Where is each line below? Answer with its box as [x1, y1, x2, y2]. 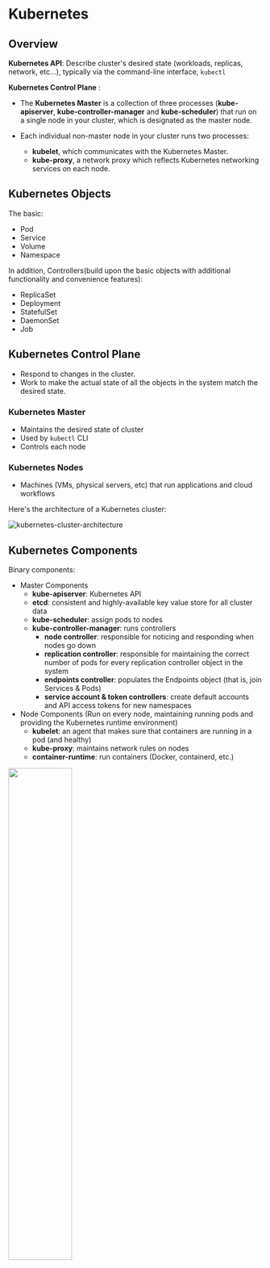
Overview [8, 37, 59, 51]
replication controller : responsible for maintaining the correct [44, 649, 250, 659]
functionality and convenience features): [8, 274, 143, 283]
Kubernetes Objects [8, 187, 111, 201]
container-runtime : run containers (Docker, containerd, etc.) [31, 752, 235, 762]
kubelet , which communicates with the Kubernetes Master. [31, 147, 229, 156]
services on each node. [31, 164, 110, 174]
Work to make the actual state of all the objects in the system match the [19, 377, 259, 387]
